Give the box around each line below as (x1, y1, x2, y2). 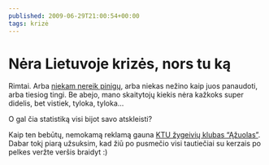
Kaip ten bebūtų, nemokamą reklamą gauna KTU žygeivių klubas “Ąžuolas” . (8, 130, 261, 140)
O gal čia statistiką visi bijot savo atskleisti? (8, 115, 153, 124)
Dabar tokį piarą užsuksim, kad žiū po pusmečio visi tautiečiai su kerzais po (8, 139, 262, 149)
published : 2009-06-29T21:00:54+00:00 (8, 11, 140, 20)
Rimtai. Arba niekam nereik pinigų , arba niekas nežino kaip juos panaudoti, (8, 81, 258, 91)
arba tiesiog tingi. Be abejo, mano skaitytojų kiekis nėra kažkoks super (8, 90, 244, 100)
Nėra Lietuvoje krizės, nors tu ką (8, 54, 232, 73)
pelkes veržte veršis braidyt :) (8, 147, 108, 157)
